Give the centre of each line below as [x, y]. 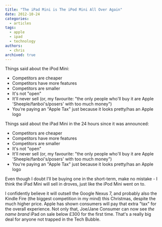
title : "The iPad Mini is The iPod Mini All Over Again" [64, 9]
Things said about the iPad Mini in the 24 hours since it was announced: [77, 124]
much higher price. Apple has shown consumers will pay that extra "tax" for [81, 204]
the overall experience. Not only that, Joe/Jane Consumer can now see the [80, 209]
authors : [14, 46]
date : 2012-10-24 [23, 14]
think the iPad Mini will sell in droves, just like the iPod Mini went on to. [75, 184]
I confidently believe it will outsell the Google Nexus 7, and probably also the [81, 193]
